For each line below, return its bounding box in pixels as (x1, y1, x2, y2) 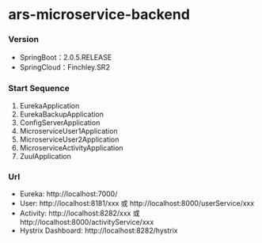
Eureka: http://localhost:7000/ (19, 189, 118, 199)
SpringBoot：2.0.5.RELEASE (19, 53, 112, 63)
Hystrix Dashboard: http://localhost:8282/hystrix (19, 226, 178, 235)
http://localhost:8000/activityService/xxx (19, 218, 154, 227)
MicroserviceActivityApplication (19, 142, 124, 152)
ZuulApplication (19, 151, 71, 161)
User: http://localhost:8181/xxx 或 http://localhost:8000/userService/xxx (19, 199, 255, 208)
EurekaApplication (19, 101, 80, 110)
